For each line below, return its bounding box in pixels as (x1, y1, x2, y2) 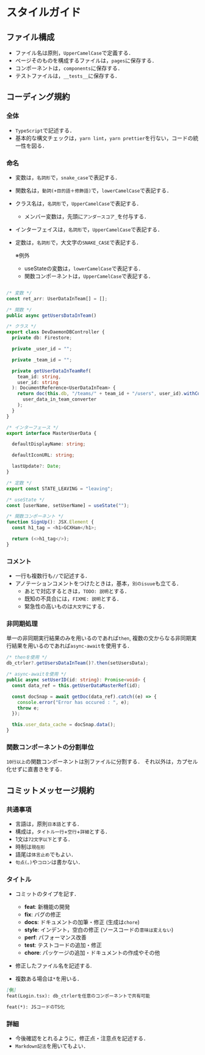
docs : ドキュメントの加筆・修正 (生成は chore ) (24, 919, 140, 926)
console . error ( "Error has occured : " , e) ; (17, 699, 130, 705)
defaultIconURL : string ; (12, 452, 75, 459)
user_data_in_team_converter (22, 396, 97, 402)
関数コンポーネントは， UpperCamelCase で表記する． (24, 272, 154, 279)
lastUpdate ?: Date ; (12, 463, 62, 470)
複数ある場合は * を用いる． (15, 975, 82, 982)
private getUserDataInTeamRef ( (12, 368, 92, 374)
